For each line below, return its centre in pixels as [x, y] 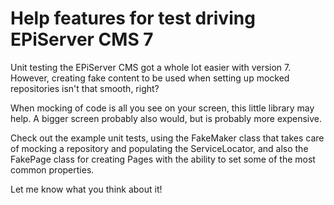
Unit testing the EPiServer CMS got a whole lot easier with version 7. [151, 67]
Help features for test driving [133, 18]
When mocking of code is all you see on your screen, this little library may [162, 108]
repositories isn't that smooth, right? [85, 88]
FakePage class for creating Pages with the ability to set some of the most [163, 159]
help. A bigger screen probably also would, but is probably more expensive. [166, 118]
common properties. [52, 169]
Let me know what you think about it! [86, 189]
